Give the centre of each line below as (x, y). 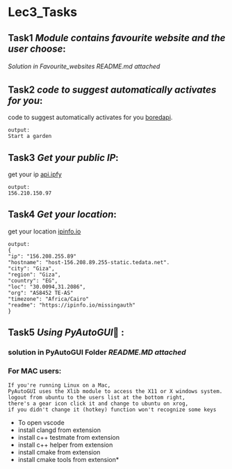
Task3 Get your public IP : (63, 157)
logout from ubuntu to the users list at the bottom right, (97, 398)
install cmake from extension (59, 452)
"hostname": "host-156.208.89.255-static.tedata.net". (89, 262)
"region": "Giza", (34, 275)
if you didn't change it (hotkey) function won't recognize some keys (112, 410)
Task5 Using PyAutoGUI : (66, 333)
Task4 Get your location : (63, 214)
